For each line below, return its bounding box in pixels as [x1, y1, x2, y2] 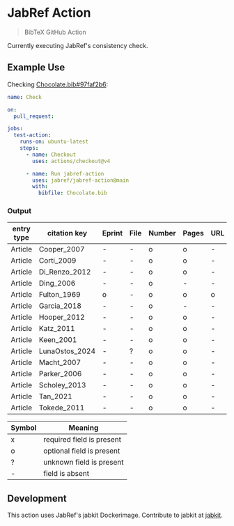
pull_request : [13, 113, 54, 120]
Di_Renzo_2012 [38, 267, 91, 277]
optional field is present [42, 446, 120, 456]
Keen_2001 [38, 335, 77, 345]
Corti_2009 [38, 256, 77, 265]
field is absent [42, 469, 89, 479]
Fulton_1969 [38, 290, 81, 300]
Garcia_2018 [38, 301, 82, 311]
